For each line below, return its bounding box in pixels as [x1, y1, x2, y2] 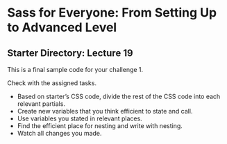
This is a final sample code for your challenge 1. [7, 66, 144, 73]
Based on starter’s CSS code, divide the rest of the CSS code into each [17, 92, 221, 100]
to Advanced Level [7, 19, 117, 35]
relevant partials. [17, 100, 66, 108]
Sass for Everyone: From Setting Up [7, 5, 217, 21]
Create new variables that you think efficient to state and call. [17, 107, 193, 115]
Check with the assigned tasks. [7, 79, 97, 87]
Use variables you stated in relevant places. [17, 114, 142, 123]
